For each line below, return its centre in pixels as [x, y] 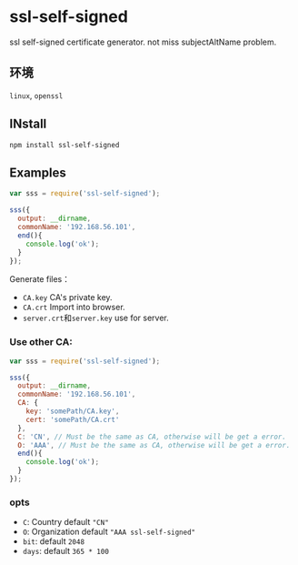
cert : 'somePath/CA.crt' [73, 419]
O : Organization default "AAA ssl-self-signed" [109, 532]
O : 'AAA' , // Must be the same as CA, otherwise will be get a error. [154, 445]
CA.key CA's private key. [67, 298]
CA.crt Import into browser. [74, 308]
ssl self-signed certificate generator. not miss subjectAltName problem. [143, 42]
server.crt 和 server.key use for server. [96, 318]
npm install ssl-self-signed [65, 145]
